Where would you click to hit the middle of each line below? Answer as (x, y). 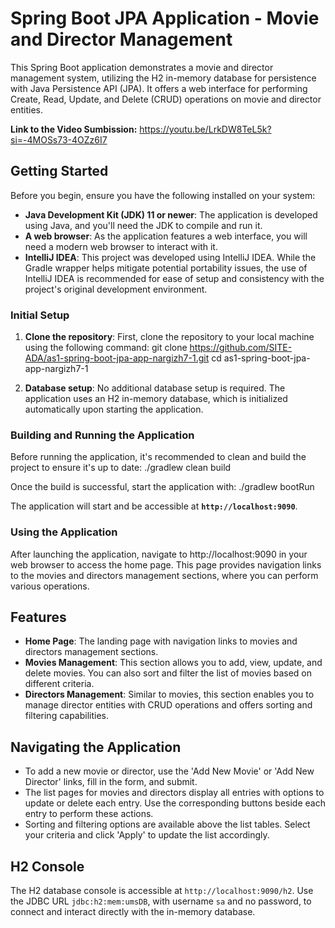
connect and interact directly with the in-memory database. (133, 912)
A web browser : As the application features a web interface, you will (166, 236)
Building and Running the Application (102, 435)
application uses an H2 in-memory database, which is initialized (156, 399)
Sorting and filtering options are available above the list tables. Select (167, 824)
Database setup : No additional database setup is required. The (155, 388)
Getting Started (59, 171)
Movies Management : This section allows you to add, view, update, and (173, 663)
